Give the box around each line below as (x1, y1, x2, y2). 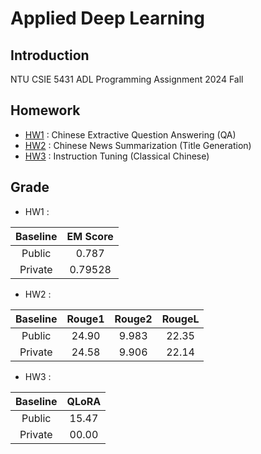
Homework (10, 102, 81, 119)
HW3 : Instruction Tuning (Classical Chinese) (24, 150, 210, 162)
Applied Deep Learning (10, 7, 205, 30)
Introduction (10, 47, 90, 64)
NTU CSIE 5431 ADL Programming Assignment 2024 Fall (10, 73, 244, 85)
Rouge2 (114, 312, 153, 326)
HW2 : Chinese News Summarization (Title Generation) (24, 139, 252, 151)
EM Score (66, 229, 114, 243)
